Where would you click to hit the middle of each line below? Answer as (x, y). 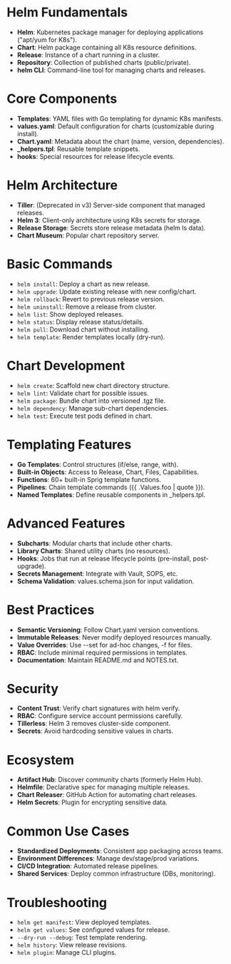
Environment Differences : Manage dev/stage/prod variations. (108, 858)
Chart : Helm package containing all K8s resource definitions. (107, 47)
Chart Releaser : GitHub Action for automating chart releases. (107, 795)
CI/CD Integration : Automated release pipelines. (88, 866)
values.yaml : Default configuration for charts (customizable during (115, 126)
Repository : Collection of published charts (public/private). (104, 62)
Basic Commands (60, 264)
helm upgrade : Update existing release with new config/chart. (107, 291)
